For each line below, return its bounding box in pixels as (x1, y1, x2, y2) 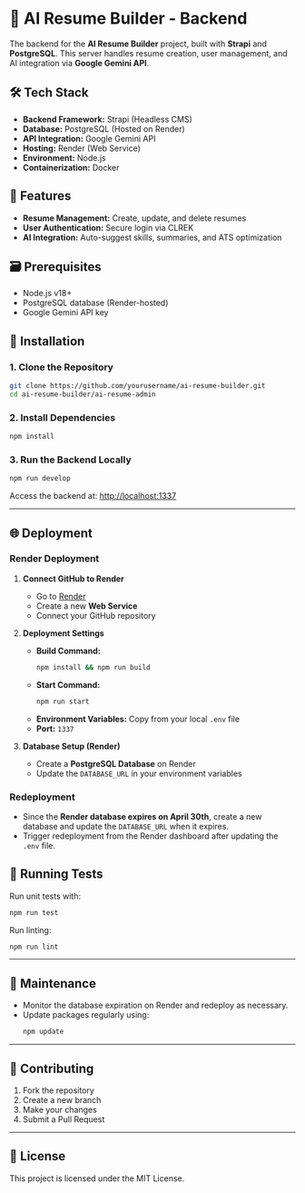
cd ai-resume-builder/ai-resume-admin (9, 390, 156, 399)
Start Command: (35, 679, 101, 690)
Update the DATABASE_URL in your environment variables (35, 768, 242, 779)
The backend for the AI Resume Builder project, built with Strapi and (9, 38, 268, 49)
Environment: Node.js (22, 152, 106, 163)
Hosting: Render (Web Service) (22, 143, 141, 154)
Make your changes (22, 1104, 97, 1115)
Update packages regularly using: (22, 1009, 150, 1020)
